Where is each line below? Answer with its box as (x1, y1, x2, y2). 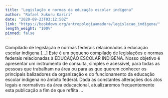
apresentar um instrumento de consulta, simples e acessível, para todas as (5, 61, 160, 66)
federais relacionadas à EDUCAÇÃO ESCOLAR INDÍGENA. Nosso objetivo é (5, 55, 160, 61)
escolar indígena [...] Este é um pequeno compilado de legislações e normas (5, 50, 163, 56)
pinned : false (5, 31, 35, 36)
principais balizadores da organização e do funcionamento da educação (5, 71, 155, 77)
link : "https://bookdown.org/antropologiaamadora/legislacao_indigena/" (5, 21, 160, 27)
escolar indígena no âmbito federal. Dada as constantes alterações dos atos (5, 76, 162, 82)
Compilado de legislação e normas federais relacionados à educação (5, 45, 148, 50)
